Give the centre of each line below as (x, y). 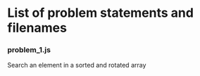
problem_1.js (29, 50)
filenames (37, 28)
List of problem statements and (100, 13)
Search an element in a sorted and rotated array (77, 65)
